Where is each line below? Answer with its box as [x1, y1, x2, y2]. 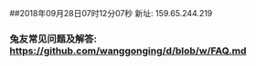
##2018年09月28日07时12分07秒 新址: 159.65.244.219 [9, 8, 213, 18]
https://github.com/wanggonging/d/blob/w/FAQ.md [9, 44, 247, 57]
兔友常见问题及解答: [9, 33, 98, 45]
